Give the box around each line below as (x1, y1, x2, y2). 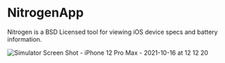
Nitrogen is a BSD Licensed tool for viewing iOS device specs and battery (7, 28, 218, 36)
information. (7, 35, 42, 43)
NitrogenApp (7, 5, 84, 21)
